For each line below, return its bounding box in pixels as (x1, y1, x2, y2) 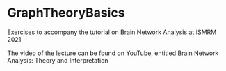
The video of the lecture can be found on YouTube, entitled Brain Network (7, 49, 219, 57)
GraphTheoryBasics (7, 5, 125, 21)
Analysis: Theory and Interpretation (7, 56, 109, 64)
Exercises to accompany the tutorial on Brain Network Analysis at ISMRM (7, 28, 217, 36)
